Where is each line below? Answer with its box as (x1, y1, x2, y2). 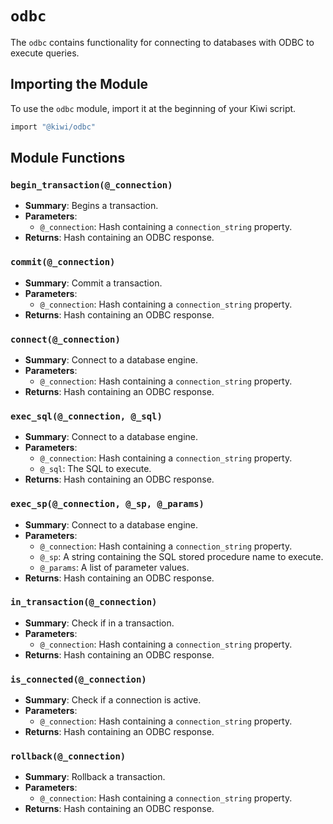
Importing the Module (10, 76, 149, 93)
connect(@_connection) (10, 333, 121, 345)
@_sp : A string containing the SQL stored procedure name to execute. (39, 550, 324, 562)
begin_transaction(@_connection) (10, 179, 173, 191)
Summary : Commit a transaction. (24, 277, 163, 289)
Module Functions (10, 150, 126, 167)
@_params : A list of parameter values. (39, 561, 190, 573)
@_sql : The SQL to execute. (39, 463, 152, 475)
